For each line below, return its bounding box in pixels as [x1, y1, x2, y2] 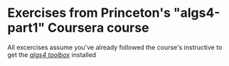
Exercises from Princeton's [7, 5, 171, 21]
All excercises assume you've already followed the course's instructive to [7, 43, 223, 51]
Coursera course [47, 20, 149, 36]
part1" [7, 20, 45, 36]
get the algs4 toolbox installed [7, 51, 97, 59]
